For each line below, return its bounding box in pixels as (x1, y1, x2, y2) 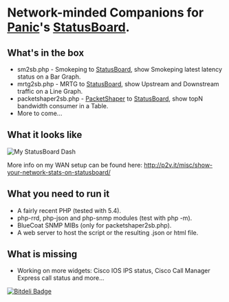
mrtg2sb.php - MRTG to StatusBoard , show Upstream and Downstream (17, 80, 219, 88)
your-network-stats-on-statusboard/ (7, 168, 111, 177)
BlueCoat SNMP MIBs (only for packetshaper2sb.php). (17, 221, 172, 229)
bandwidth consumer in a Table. (17, 102, 109, 110)
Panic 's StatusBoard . (7, 19, 130, 35)
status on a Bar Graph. (17, 72, 81, 81)
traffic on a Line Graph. (17, 88, 83, 95)
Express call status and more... (17, 274, 105, 282)
